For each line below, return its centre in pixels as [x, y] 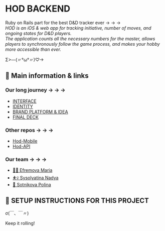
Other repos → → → [29, 130]
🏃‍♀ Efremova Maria [32, 170]
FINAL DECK [26, 117]
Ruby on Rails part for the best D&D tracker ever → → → [63, 23]
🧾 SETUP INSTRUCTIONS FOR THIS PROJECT [77, 201]
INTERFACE [24, 101]
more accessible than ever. [33, 49]
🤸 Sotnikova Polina [32, 185]
